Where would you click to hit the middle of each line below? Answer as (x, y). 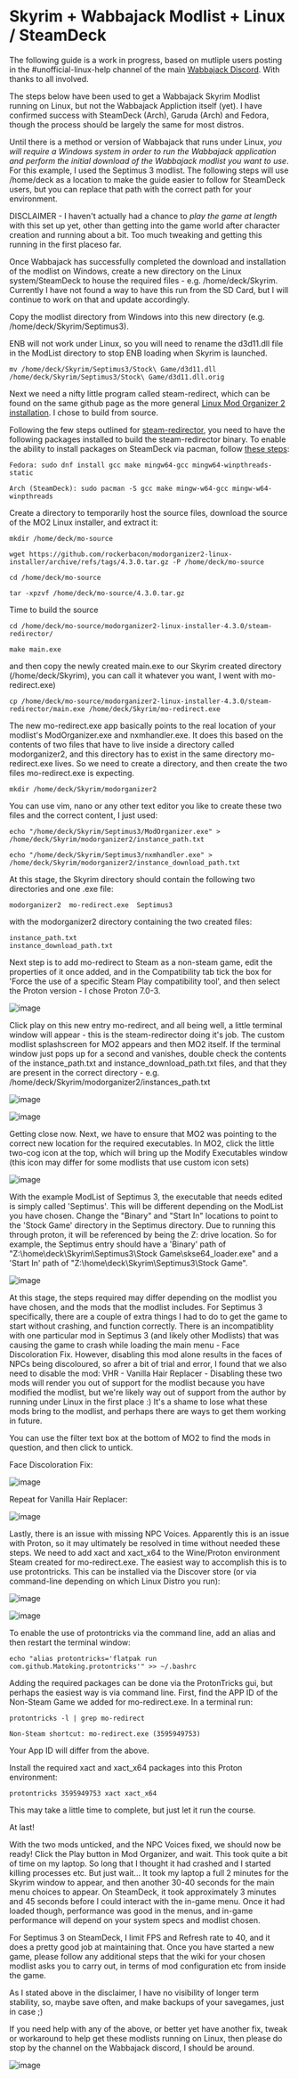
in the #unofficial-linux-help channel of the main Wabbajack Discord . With (145, 70)
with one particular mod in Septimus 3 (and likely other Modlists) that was (144, 1335)
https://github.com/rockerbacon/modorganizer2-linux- (131, 554)
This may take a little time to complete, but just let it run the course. (133, 1810)
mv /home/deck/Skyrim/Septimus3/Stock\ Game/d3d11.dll (113, 369)
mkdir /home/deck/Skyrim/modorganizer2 (83, 789)
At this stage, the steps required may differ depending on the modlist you (143, 1297)
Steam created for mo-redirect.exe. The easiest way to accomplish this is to (148, 1562)
